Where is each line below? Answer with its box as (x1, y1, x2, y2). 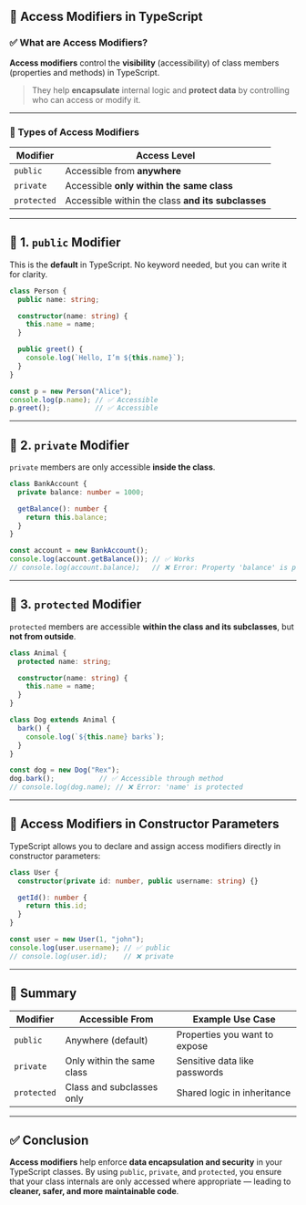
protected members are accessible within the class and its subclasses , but (9, 621, 294, 632)
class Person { (9, 286, 67, 296)
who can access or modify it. (31, 94, 141, 105)
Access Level (136, 149, 196, 161)
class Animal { (9, 649, 67, 658)
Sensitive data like (176, 1054, 254, 1067)
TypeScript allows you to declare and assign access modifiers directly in (9, 840, 281, 851)
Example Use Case (192, 1013, 276, 1025)
